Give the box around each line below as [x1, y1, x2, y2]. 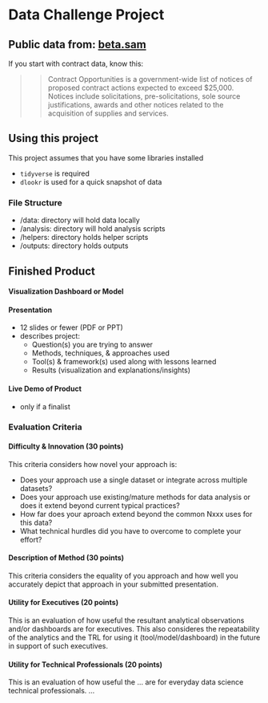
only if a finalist [19, 401, 70, 411]
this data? [19, 518, 53, 527]
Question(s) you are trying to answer [31, 339, 154, 350]
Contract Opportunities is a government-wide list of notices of [47, 75, 254, 83]
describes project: [19, 331, 80, 341]
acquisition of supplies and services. [47, 108, 170, 118]
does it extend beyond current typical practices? [19, 500, 180, 510]
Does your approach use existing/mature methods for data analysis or [19, 492, 250, 502]
